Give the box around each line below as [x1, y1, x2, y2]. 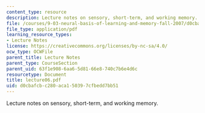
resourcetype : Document [6, 71, 67, 78]
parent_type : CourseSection [6, 60, 78, 66]
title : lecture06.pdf [6, 77, 62, 83]
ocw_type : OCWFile [6, 49, 53, 55]
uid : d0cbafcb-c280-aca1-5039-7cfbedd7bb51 [6, 83, 119, 89]
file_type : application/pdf [6, 26, 78, 32]
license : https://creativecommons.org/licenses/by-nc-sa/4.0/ [6, 43, 168, 49]
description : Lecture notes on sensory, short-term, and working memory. [6, 15, 198, 21]
